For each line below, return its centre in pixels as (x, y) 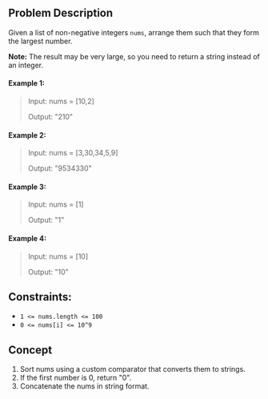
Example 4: (27, 239)
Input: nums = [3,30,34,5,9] (73, 153)
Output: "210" (50, 117)
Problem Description (61, 13)
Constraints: (40, 297)
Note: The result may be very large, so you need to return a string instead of (134, 56)
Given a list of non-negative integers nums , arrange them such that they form (134, 32)
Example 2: (27, 135)
